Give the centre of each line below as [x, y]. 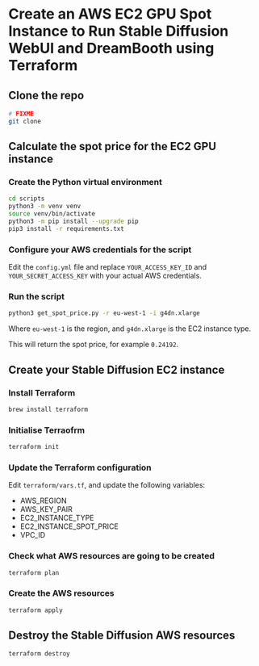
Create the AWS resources [61, 593]
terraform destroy [39, 654]
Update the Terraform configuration [80, 467]
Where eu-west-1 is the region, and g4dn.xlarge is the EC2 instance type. [130, 329]
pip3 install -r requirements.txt [67, 228]
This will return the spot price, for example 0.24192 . [94, 345]
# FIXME [21, 114]
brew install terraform [48, 409]
